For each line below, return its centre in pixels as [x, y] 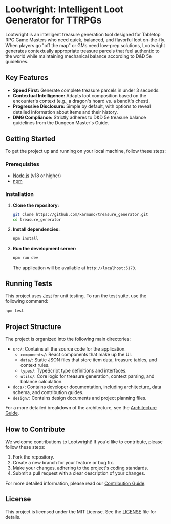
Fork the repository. [34, 457]
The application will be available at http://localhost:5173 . [74, 268]
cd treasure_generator [37, 220]
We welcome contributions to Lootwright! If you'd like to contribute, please [84, 442]
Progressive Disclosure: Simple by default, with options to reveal [82, 106]
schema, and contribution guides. [48, 392]
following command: [27, 301]
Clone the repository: [36, 205]
